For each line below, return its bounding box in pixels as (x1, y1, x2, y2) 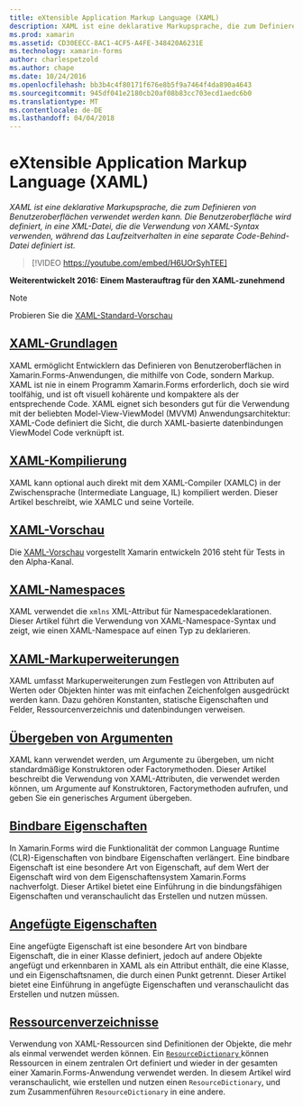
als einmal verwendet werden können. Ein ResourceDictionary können (9, 1048, 269, 1059)
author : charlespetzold (9, 55, 99, 64)
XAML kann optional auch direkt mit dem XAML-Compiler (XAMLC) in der (9, 477, 281, 488)
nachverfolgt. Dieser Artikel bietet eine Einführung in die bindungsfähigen (9, 880, 282, 891)
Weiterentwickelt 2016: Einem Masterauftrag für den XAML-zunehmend (9, 275, 286, 286)
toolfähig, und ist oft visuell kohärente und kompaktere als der (9, 389, 240, 400)
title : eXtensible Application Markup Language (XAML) (9, 13, 220, 23)
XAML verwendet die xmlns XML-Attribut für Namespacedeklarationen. (9, 606, 272, 617)
